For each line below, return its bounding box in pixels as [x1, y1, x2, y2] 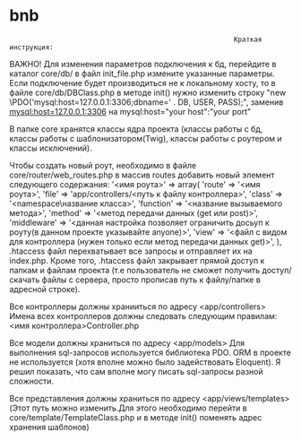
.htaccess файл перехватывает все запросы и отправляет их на [9, 246, 253, 256]
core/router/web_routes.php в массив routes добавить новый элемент [9, 169, 275, 180]
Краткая [233, 35, 262, 44]
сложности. [9, 376, 55, 386]
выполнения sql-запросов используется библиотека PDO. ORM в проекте [9, 347, 291, 358]
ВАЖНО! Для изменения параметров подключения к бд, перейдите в [9, 58, 277, 69]
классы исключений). [9, 143, 92, 153]
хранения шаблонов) [9, 421, 90, 432]
